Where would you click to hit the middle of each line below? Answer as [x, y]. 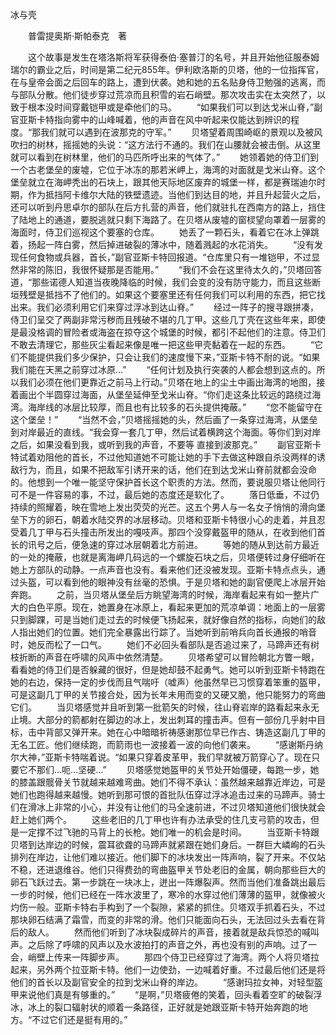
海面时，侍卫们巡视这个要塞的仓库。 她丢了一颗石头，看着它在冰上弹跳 [165, 232]
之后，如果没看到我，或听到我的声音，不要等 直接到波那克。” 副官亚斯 [161, 444]
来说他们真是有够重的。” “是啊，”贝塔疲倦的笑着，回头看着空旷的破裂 [166, 994]
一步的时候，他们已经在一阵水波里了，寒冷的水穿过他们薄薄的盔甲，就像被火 [168, 894]
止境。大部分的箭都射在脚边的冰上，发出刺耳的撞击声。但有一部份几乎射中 [163, 719]
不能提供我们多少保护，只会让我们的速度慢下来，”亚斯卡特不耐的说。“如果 [169, 357]
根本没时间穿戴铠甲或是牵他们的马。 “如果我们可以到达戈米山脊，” [171, 107]
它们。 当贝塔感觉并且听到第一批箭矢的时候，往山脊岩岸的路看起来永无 [165, 707]
